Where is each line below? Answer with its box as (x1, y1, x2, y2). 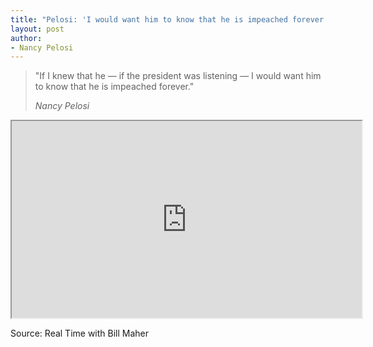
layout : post (10, 24, 65, 34)
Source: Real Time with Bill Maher (10, 327, 150, 340)
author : (10, 33, 43, 43)
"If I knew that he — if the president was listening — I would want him (34, 70, 322, 82)
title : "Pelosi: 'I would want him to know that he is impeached (10, 14, 288, 25)
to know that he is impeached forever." (34, 81, 195, 93)
